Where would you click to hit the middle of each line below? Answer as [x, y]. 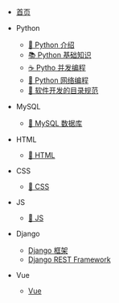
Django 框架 [48, 250]
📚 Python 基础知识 [59, 55]
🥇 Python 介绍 [51, 45]
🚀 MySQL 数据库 [55, 123]
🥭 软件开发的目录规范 [63, 90]
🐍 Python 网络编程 [58, 80]
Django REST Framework [69, 259]
